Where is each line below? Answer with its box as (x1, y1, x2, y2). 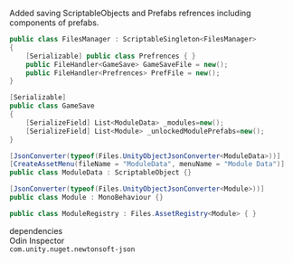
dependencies (9, 225, 63, 236)
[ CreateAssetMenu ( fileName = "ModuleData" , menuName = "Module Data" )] (9, 160, 285, 169)
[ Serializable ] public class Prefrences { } (25, 52, 196, 61)
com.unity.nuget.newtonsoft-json (9, 244, 136, 254)
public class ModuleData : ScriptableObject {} (9, 168, 193, 177)
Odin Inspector (9, 235, 65, 246)
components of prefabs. (9, 17, 99, 28)
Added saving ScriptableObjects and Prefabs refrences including (9, 8, 251, 18)
